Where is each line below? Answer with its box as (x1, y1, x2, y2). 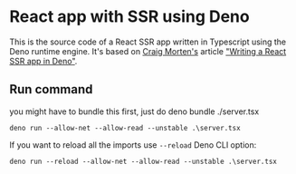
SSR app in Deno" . (9, 55, 78, 66)
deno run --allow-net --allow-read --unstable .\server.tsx (9, 123, 242, 132)
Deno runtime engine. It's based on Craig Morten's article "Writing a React (9, 45, 287, 56)
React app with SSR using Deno (9, 6, 251, 27)
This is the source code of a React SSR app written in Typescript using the (9, 36, 287, 47)
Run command (9, 82, 93, 97)
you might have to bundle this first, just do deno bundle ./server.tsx (9, 106, 260, 117)
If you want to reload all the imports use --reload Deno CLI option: (9, 139, 257, 150)
